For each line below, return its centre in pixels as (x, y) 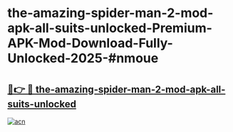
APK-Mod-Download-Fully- (90, 43)
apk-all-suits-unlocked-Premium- (110, 28)
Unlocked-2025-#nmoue (83, 59)
